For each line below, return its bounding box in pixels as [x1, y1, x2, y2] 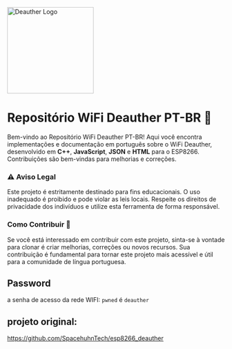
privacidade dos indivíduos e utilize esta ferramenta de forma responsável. [7, 202, 220, 211]
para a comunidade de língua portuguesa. [7, 257, 126, 265]
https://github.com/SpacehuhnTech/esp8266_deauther [7, 334, 164, 343]
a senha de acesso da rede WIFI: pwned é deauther [7, 296, 150, 304]
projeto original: [7, 316, 77, 328]
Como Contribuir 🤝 [7, 220, 71, 229]
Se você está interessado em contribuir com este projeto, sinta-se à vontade [7, 235, 225, 244]
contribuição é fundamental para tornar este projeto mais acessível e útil [7, 250, 214, 258]
